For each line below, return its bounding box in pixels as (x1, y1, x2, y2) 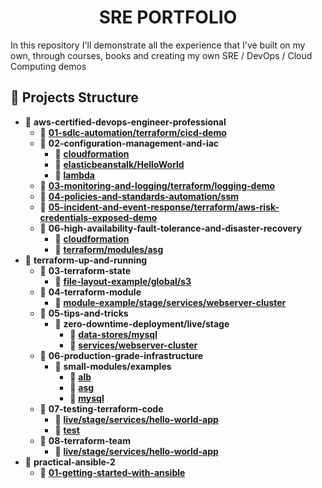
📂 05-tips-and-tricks (39, 307, 129, 319)
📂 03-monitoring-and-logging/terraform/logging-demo (39, 179, 276, 191)
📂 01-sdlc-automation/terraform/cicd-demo (39, 126, 227, 138)
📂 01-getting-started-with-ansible (39, 466, 186, 478)
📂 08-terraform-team (39, 434, 131, 446)
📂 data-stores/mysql (69, 328, 158, 340)
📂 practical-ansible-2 (24, 456, 116, 468)
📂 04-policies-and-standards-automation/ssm (39, 190, 239, 202)
